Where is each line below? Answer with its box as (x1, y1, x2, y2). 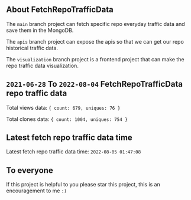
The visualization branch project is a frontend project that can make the (6, 55, 184, 63)
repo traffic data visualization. (6, 62, 79, 69)
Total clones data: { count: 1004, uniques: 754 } (6, 115, 128, 123)
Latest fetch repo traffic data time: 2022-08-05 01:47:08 (6, 148, 141, 155)
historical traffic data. (6, 44, 58, 51)
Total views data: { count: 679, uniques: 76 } (6, 104, 121, 111)
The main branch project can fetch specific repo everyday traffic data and (6, 20, 185, 27)
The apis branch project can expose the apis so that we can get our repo (6, 38, 184, 45)
